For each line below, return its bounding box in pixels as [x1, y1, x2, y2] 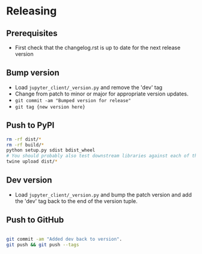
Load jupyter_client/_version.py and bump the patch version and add [14, 191, 192, 198]
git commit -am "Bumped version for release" [14, 97, 131, 103]
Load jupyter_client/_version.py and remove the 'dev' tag [14, 83, 163, 91]
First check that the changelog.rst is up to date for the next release [14, 44, 181, 51]
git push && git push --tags [6, 241, 79, 247]
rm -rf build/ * [6, 142, 44, 148]
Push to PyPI [6, 120, 55, 130]
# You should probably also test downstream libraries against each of [6, 153, 189, 159]
